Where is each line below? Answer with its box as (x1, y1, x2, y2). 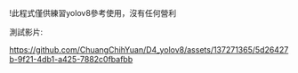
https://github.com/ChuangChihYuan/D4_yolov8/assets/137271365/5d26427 (9, 45, 289, 55)
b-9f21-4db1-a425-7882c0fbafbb (9, 54, 133, 64)
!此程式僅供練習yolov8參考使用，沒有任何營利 (9, 8, 177, 18)
